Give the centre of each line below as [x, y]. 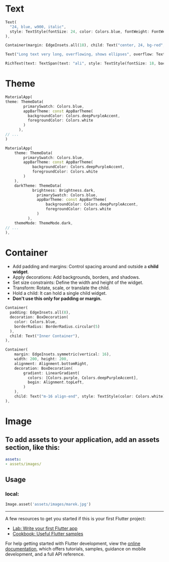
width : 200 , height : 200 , [41, 359]
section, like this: [33, 448]
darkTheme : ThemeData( [38, 186]
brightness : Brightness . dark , [64, 190]
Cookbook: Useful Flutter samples [48, 534]
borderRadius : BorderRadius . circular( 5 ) [57, 327]
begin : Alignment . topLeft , [56, 382]
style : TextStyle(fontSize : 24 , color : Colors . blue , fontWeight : [80, 31]
